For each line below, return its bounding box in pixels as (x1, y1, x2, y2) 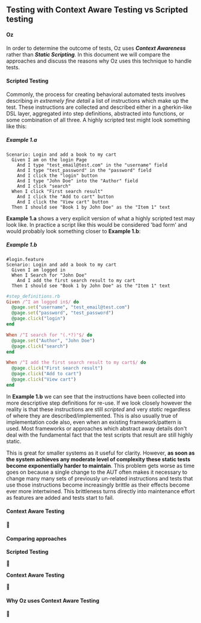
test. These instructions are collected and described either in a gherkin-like (6, 103, 192, 111)
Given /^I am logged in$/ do (6, 299, 79, 305)
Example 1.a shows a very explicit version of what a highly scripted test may (6, 215, 195, 222)
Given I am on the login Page (11, 156, 87, 163)
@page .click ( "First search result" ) (11, 365, 103, 372)
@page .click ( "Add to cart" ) (11, 371, 82, 377)
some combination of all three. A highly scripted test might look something (6, 116, 190, 123)
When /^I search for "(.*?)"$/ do (6, 332, 93, 338)
